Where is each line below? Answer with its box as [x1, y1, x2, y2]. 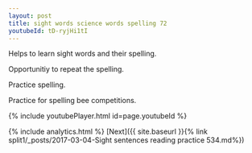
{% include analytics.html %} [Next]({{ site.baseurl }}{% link [8, 126, 208, 137]
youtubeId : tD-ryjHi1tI [8, 27, 89, 35]
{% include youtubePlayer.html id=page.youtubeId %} [8, 111, 188, 121]
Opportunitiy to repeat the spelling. [8, 64, 125, 74]
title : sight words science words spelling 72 [8, 19, 167, 27]
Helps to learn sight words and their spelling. [8, 49, 157, 59]
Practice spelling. [8, 80, 66, 89]
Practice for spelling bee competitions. [8, 96, 137, 105]
